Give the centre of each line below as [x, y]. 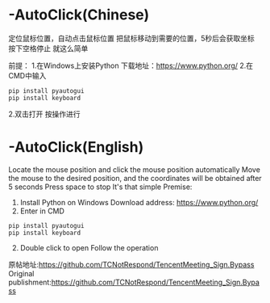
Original [21, 273]
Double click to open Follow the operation [89, 247]
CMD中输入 [27, 75]
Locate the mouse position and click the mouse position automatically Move [134, 169]
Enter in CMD [42, 211]
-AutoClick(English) [76, 147]
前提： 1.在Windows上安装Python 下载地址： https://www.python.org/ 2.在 [131, 65]
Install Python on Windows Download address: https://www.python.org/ [139, 202]
